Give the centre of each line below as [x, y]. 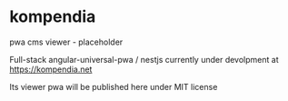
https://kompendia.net [51, 69]
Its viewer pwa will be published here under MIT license [114, 86]
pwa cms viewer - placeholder [66, 42]
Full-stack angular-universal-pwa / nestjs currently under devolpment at [144, 59]
